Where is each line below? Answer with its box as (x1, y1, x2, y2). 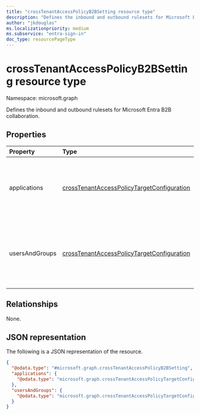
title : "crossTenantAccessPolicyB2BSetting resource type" (6, 8, 156, 15)
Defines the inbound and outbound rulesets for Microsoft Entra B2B (6, 106, 171, 113)
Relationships (6, 299, 58, 309)
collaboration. (6, 112, 40, 119)
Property (9, 147, 35, 156)
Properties (6, 129, 46, 140)
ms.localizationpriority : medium (6, 25, 89, 32)
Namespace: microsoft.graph (6, 94, 78, 101)
